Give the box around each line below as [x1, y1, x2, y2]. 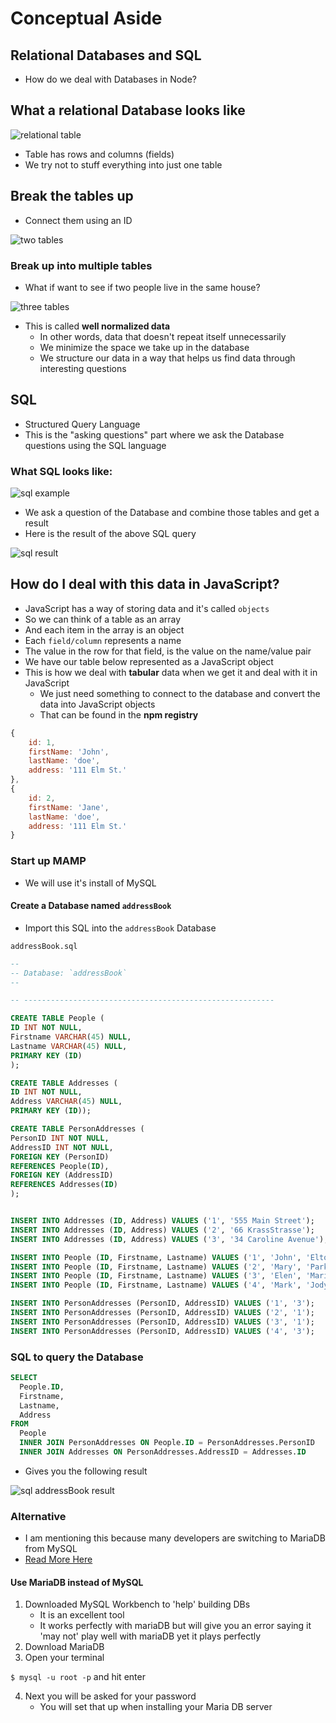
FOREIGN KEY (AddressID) [10, 1170, 114, 1181]
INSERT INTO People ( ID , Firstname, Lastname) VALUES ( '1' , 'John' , [10, 1252, 302, 1262]
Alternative [10, 1509, 67, 1523]
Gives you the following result [24, 1465, 148, 1477]
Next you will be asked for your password [24, 1690, 197, 1702]
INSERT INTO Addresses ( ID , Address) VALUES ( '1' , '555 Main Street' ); [10, 1216, 315, 1226]
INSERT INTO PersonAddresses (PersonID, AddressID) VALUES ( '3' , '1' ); [10, 1317, 315, 1327]
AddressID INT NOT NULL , [10, 1142, 114, 1152]
